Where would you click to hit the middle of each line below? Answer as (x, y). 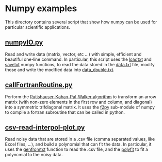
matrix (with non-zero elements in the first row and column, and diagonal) (79, 102)
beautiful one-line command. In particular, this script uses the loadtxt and (78, 59)
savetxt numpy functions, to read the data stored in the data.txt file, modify (80, 64)
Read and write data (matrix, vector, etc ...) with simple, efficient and (73, 54)
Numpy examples (41, 9)
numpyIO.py (24, 43)
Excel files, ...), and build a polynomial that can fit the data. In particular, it (78, 144)
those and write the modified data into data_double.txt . (60, 70)
